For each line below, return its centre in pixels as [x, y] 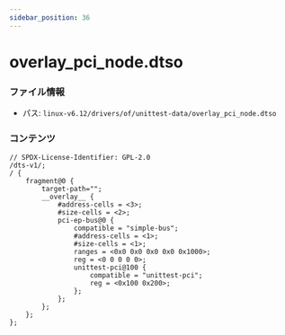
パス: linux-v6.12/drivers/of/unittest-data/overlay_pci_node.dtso [149, 113]
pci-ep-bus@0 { [86, 221]
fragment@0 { [50, 181]
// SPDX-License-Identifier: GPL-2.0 [80, 158]
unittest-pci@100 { [110, 268]
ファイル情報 [37, 92]
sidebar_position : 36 [50, 18]
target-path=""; [72, 190]
